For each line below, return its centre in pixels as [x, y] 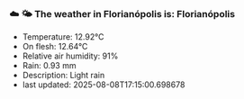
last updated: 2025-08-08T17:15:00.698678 [104, 85]
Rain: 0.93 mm [49, 66]
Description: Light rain [63, 76]
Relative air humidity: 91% [70, 56]
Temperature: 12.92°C [63, 37]
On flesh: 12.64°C [55, 47]
